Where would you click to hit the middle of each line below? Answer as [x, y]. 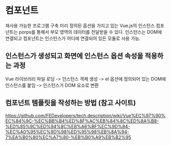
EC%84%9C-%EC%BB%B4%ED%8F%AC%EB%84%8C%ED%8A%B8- [82, 121]
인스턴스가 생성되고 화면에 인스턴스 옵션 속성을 [74, 56]
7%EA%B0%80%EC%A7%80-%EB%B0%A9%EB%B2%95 [68, 137]
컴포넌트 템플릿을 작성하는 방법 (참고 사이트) [71, 103]
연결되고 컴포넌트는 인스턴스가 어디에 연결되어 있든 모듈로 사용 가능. [73, 38]
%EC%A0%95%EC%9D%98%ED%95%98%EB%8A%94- [67, 132]
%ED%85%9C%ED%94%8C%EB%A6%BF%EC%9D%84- [68, 126]
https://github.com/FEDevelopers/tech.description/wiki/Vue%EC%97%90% [85, 115]
